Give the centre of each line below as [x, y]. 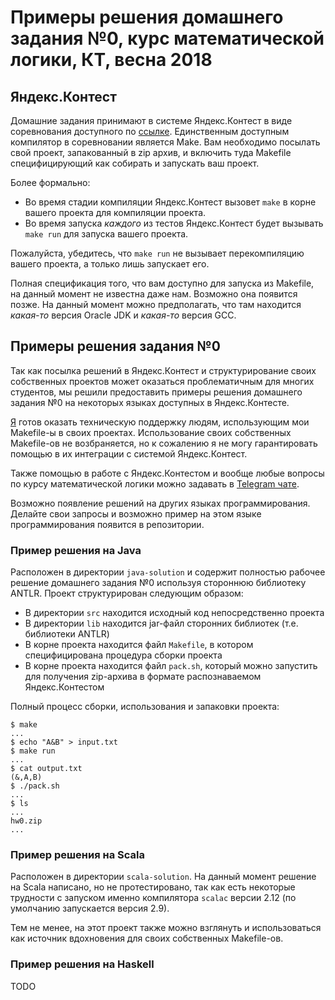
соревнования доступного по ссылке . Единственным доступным [150, 131]
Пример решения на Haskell [82, 964]
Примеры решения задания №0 [115, 346]
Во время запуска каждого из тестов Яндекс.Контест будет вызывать [174, 223]
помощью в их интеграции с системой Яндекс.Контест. [129, 453]
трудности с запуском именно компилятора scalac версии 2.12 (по [153, 898]
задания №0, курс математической [167, 38]
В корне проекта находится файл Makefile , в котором [139, 645]
